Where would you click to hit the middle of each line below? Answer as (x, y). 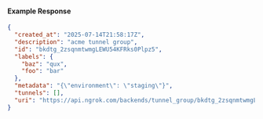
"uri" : (25, 100)
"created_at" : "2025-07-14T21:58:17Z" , (80, 35)
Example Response (39, 11)
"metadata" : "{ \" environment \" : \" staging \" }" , (94, 86)
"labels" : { (34, 56)
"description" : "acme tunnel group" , (76, 42)
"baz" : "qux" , (44, 64)
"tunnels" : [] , (39, 93)
